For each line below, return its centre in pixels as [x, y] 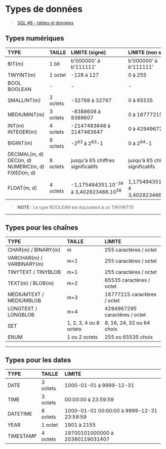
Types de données [44, 9]
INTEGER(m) [22, 132]
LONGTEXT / [22, 309]
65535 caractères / [127, 280]
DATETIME [20, 414]
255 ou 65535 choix [129, 337]
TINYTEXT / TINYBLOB [34, 272]
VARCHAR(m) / [25, 258]
